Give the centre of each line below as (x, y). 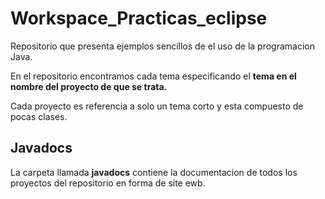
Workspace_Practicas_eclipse (139, 18)
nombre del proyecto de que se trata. (89, 86)
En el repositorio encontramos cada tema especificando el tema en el (153, 76)
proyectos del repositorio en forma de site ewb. (108, 183)
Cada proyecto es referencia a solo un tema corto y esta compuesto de (157, 106)
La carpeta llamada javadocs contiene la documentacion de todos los (154, 172)
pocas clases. (39, 116)
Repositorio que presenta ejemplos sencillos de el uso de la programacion (162, 46)
